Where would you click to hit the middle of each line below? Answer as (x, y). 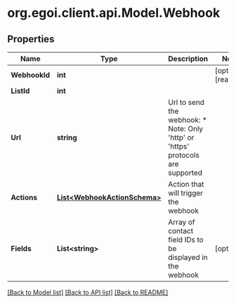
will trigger (186, 193)
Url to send (186, 102)
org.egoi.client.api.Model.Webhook (114, 13)
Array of (182, 222)
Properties (31, 39)
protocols (184, 155)
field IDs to (186, 240)
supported (185, 173)
